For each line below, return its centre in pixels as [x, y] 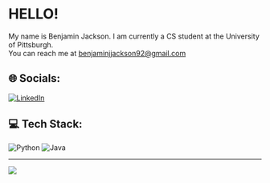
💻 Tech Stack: [45, 124]
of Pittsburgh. [31, 44]
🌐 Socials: [35, 78]
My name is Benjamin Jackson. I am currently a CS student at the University [134, 36]
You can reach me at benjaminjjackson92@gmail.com [97, 53]
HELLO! [33, 14]
